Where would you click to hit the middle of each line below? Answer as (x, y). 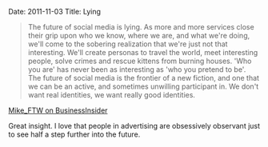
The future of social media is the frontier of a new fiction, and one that (144, 78)
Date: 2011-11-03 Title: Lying (55, 12)
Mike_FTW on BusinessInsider (58, 110)
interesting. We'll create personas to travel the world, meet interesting (143, 52)
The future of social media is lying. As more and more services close (141, 27)
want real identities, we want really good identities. (112, 95)
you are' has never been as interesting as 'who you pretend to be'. (137, 70)
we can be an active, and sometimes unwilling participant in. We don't (143, 86)
